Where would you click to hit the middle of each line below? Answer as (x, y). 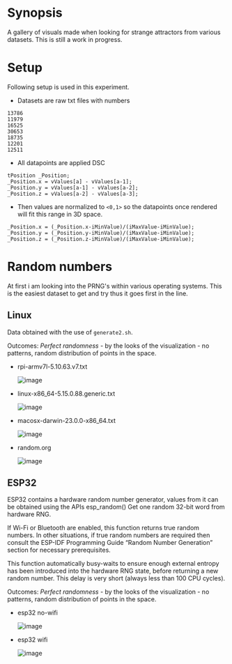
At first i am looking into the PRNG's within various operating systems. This (115, 286)
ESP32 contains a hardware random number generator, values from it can (113, 500)
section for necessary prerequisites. (59, 550)
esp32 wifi (32, 640)
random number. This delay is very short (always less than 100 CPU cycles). (116, 578)
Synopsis (35, 13)
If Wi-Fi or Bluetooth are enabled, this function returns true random (103, 528)
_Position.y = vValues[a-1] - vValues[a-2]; (73, 187)
